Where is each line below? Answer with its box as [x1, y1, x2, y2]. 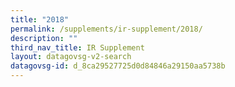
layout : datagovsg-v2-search [10, 52, 132, 62]
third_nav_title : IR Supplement [10, 42, 145, 53]
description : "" [10, 33, 78, 43]
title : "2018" [10, 14, 70, 25]
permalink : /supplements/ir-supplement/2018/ [10, 24, 203, 34]
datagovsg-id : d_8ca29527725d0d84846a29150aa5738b [10, 61, 226, 71]
